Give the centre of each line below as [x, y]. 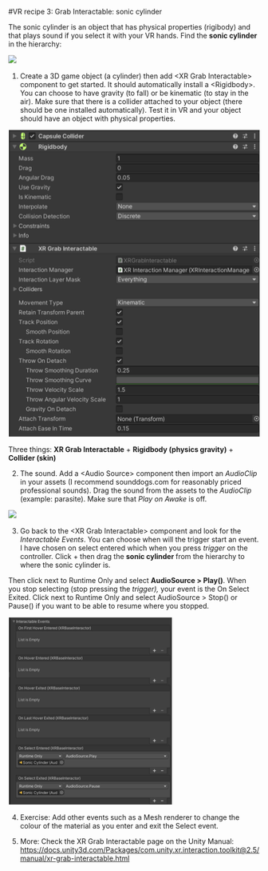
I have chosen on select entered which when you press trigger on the [134, 548]
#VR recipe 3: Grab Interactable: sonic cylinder [85, 12]
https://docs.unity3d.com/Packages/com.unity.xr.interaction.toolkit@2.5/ [140, 849]
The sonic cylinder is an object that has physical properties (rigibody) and [130, 27]
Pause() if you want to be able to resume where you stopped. [109, 605]
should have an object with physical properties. [97, 118]
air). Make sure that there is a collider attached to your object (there [131, 102]
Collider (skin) [32, 457]
